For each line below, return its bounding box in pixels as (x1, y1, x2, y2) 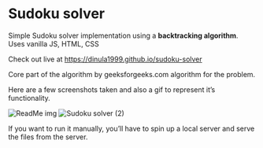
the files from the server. (8, 131, 88, 142)
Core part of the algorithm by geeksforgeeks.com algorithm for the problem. (8, 69, 256, 79)
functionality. (8, 93, 51, 102)
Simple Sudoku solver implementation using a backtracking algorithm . (8, 31, 239, 40)
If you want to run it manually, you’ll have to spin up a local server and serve (8, 124, 255, 133)
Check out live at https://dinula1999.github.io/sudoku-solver (8, 54, 202, 64)
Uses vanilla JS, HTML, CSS (8, 39, 100, 48)
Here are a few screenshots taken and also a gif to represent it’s (8, 84, 216, 94)
